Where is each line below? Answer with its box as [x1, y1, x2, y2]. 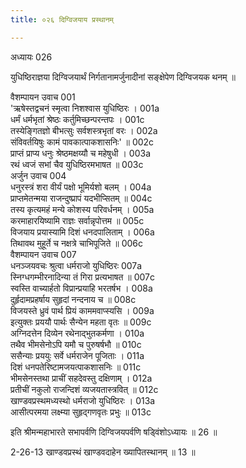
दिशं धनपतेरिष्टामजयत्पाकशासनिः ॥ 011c [10, 361, 142, 373]
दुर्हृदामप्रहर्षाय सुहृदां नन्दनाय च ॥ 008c [10, 293, 137, 305]
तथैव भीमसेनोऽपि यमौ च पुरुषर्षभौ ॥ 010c [10, 338, 142, 350]
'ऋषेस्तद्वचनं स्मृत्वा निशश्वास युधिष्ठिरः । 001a [10, 102, 160, 114]
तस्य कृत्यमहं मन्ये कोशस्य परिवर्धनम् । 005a [10, 203, 155, 215]
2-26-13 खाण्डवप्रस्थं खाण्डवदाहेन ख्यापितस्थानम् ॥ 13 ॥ [10, 446, 196, 458]
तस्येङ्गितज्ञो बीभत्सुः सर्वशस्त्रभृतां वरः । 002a [10, 124, 158, 136]
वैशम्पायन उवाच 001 [10, 91, 76, 103]
